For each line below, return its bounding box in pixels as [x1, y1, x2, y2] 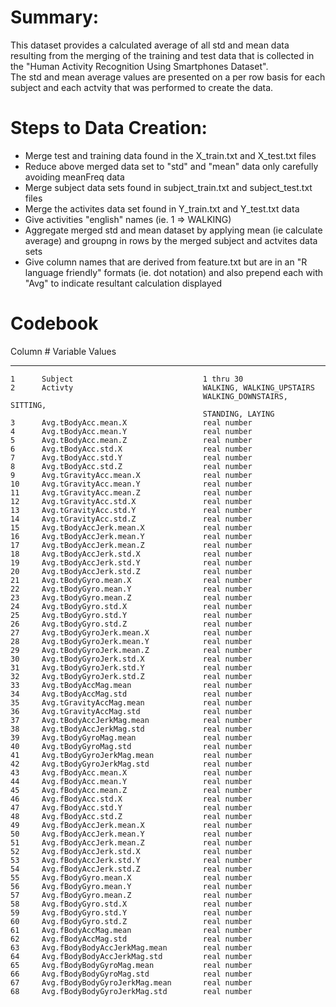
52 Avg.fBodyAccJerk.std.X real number [10, 846, 253, 856]
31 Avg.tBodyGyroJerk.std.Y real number [10, 662, 253, 673]
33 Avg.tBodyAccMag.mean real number [10, 680, 253, 690]
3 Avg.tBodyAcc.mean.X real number [10, 417, 253, 428]
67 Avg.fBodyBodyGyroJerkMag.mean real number [10, 977, 253, 988]
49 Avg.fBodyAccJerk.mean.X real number [10, 820, 253, 830]
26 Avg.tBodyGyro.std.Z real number [10, 619, 253, 629]
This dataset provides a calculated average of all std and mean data [10, 39, 290, 51]
